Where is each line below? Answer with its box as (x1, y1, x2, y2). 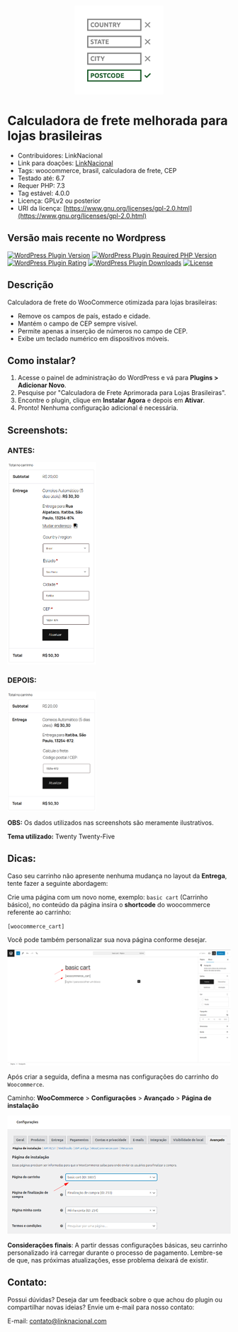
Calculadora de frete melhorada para (7, 113, 228, 129)
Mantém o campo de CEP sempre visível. (17, 319, 138, 328)
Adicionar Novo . (17, 381, 67, 389)
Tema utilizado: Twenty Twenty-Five (7, 832, 115, 840)
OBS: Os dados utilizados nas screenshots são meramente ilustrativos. (7, 818, 214, 827)
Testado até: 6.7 (17, 174, 65, 182)
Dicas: (7, 853, 37, 865)
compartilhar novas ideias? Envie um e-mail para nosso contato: (7, 1303, 195, 1311)
